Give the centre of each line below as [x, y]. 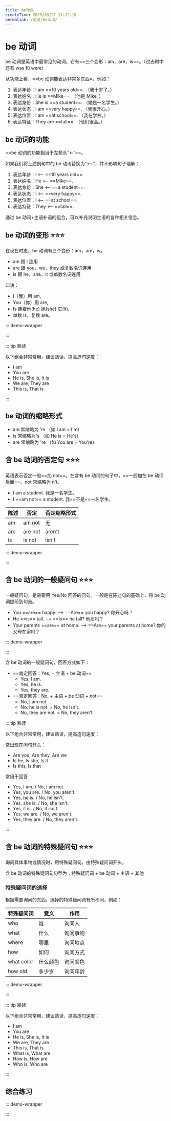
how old [17, 972]
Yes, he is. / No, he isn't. [38, 798]
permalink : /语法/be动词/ [31, 19]
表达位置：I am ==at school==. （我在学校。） [60, 115]
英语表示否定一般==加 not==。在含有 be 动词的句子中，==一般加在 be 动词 [84, 475]
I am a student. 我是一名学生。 [45, 492]
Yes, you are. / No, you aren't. [44, 792]
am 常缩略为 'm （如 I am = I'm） [47, 429]
